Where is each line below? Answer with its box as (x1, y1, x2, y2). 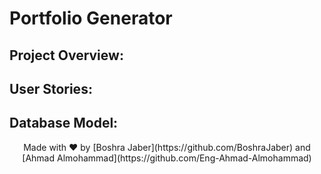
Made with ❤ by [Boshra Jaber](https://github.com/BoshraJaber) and (23, 141, 311, 153)
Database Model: (9, 115, 119, 132)
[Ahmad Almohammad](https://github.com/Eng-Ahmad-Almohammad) (22, 152, 312, 164)
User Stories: (9, 80, 93, 97)
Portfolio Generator (9, 7, 173, 30)
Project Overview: (9, 47, 124, 64)
